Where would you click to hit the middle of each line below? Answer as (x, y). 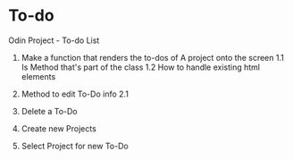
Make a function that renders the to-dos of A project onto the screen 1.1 (153, 57)
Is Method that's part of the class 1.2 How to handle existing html (141, 67)
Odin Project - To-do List (54, 40)
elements (38, 76)
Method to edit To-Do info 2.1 (75, 94)
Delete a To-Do (49, 111)
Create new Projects (59, 128)
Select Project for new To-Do (75, 146)
